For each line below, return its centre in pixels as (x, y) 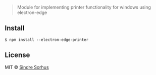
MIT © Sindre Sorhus (27, 67)
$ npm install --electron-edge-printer (47, 39)
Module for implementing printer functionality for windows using (84, 7)
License (17, 55)
